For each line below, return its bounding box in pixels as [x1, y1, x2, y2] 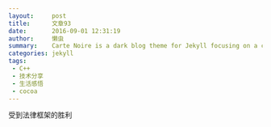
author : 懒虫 [8, 34, 65, 43]
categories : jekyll [8, 49, 74, 57]
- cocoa [11, 87, 38, 95]
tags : [8, 57, 27, 66]
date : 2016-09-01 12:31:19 [8, 27, 121, 35]
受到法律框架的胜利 [8, 110, 73, 120]
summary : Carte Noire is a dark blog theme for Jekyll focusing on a [8, 42, 258, 50]
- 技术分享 [11, 72, 44, 80]
